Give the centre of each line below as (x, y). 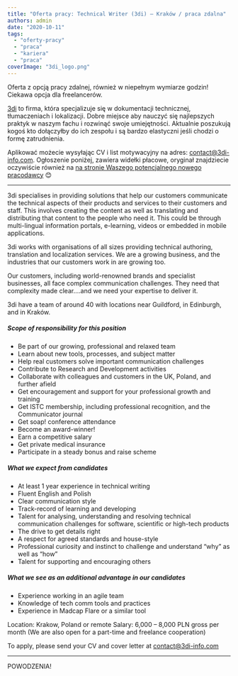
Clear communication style (57, 501)
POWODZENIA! (29, 666)
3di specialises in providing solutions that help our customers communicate (118, 195)
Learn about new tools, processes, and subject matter (96, 354)
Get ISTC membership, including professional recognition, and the (114, 406)
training (29, 399)
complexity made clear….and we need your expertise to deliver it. (103, 290)
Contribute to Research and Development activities (92, 369)
